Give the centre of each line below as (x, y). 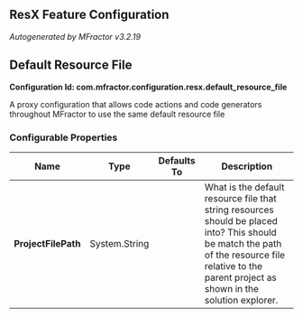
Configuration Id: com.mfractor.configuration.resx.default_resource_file (148, 87)
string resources (239, 210)
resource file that (240, 198)
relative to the (234, 266)
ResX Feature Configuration (89, 15)
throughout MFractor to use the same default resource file (117, 114)
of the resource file (245, 255)
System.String (119, 243)
